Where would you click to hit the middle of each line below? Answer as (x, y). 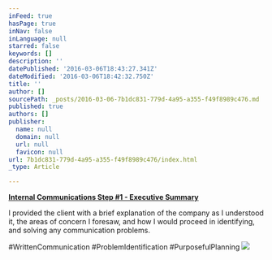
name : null (34, 129)
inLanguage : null (38, 39)
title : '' (25, 84)
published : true (36, 106)
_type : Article (34, 167)
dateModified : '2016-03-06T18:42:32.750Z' (81, 76)
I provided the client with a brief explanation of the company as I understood (136, 213)
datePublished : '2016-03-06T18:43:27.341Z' (83, 69)
